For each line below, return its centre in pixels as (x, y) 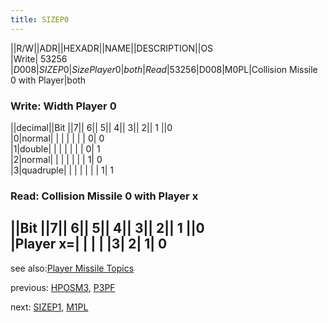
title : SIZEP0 (40, 19)
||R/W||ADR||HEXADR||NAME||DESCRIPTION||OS (112, 48)
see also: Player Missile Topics (72, 268)
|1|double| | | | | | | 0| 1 (55, 148)
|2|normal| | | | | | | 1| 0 (56, 159)
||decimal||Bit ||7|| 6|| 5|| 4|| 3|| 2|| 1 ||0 (91, 127)
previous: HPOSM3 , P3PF (63, 287)
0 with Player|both (48, 80)
